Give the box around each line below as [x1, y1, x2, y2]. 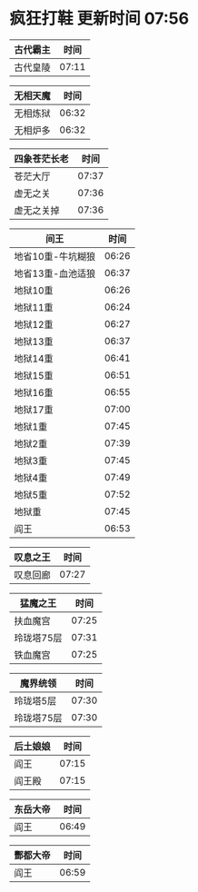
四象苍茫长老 [14, 152, 70, 164]
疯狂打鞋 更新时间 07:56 [9, 8, 189, 29]
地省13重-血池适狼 [14, 267, 96, 280]
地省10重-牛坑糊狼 [14, 250, 96, 263]
